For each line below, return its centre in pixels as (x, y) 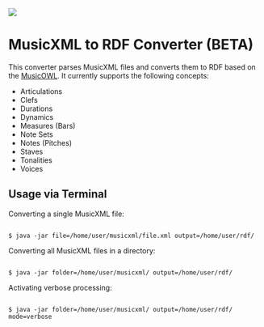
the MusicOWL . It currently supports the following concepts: (109, 75)
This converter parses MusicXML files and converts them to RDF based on (132, 67)
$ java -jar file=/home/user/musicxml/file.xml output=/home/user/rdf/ (131, 236)
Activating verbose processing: (60, 287)
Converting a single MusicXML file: (67, 214)
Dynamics (37, 117)
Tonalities (36, 160)
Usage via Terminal (58, 194)
